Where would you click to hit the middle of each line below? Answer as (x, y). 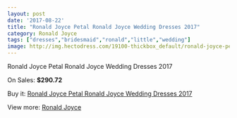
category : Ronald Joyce (42, 33)
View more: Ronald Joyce (44, 107)
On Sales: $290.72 (35, 80)
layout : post (26, 14)
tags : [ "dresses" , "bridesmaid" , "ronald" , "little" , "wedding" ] (99, 40)
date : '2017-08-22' (36, 20)
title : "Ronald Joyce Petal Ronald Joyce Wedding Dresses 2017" (104, 27)
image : (17, 46)
